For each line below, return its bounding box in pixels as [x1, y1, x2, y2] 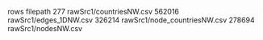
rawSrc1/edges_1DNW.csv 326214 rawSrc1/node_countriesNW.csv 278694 [7, 15, 255, 25]
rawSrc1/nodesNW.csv [7, 24, 82, 33]
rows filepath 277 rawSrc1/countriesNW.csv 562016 [7, 7, 179, 16]
